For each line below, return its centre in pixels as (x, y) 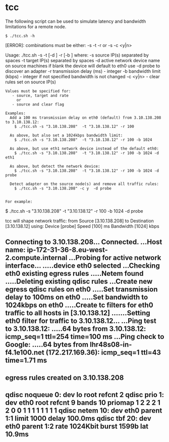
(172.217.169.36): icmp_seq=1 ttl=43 (103, 353)
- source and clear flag (38, 104)
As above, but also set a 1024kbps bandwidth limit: (66, 135)
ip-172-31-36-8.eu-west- (68, 250)
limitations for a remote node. (36, 26)
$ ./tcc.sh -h (20, 36)
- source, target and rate (40, 95)
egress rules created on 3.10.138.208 (65, 378)
